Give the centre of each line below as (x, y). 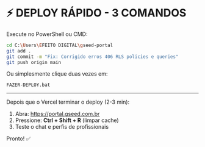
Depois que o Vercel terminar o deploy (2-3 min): (68, 102)
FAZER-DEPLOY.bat (28, 85)
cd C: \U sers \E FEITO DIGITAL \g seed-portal (60, 45)
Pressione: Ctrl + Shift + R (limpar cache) (67, 120)
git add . (19, 51)
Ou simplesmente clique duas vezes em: (57, 74)
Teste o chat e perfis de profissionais (62, 127)
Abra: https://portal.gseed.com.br (57, 114)
